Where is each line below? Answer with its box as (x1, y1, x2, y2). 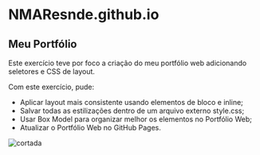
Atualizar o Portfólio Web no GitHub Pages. (19, 123, 162, 132)
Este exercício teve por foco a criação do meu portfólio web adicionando (8, 58, 247, 68)
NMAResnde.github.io (8, 6, 160, 24)
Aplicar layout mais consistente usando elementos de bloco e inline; (19, 98, 243, 107)
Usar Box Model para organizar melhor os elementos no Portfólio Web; (19, 114, 253, 124)
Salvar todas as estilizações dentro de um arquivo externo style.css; (19, 106, 245, 115)
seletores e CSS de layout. (8, 67, 96, 76)
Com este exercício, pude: (8, 82, 95, 91)
